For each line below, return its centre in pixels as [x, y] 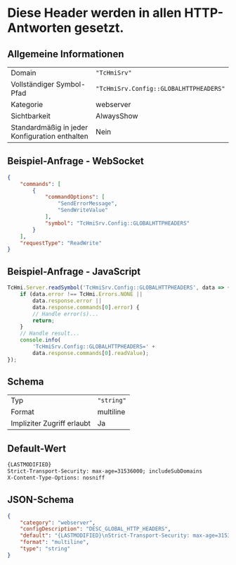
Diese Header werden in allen [94, 13]
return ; [44, 321]
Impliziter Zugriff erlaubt [51, 423]
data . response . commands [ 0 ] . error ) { [86, 307]
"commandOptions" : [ [75, 197]
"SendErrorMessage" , [87, 204]
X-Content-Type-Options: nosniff [56, 478]
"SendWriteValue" [83, 210]
